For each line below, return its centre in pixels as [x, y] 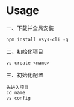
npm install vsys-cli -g [37, 39]
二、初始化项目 [25, 51]
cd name [16, 92]
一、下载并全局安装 [30, 28]
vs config [19, 98]
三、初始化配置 [25, 75]
